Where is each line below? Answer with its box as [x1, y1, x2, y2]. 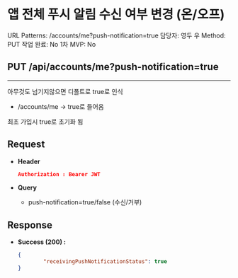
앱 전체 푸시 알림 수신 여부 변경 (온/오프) [7, 6, 225, 23]
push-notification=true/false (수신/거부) [28, 198, 142, 207]
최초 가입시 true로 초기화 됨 [7, 117, 84, 126]
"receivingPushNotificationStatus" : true [43, 258, 168, 265]
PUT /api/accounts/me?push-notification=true [7, 61, 219, 73]
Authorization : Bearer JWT [17, 170, 101, 178]
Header [17, 157, 40, 166]
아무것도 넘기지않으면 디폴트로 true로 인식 [7, 87, 124, 95]
